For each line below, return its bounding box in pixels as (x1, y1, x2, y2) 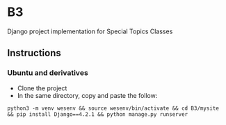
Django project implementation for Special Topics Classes (7, 27, 173, 35)
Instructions (7, 47, 61, 59)
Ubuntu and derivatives (7, 68, 88, 78)
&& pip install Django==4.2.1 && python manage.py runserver (7, 110, 188, 118)
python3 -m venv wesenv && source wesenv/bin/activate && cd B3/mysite (7, 105, 219, 112)
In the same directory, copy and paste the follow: (17, 91, 158, 99)
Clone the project (17, 84, 67, 92)
